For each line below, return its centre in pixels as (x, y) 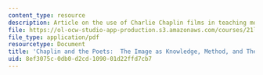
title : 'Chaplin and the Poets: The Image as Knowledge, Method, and (126, 52)
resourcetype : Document (47, 45)
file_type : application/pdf (54, 37)
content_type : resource (47, 15)
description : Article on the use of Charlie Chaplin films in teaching (127, 23)
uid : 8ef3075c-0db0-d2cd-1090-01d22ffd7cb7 (80, 59)
